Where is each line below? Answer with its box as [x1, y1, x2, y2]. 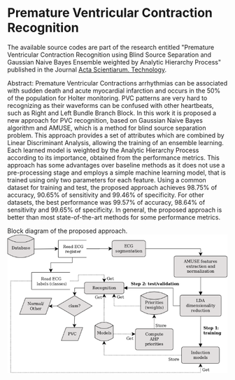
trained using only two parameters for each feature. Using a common [7, 175, 206, 184]
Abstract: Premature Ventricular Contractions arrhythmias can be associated [7, 79, 228, 87]
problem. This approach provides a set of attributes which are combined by [7, 131, 225, 140]
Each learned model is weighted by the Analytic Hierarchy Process [7, 146, 199, 154]
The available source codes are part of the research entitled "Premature [7, 43, 215, 51]
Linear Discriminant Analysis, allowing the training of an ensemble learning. [7, 138, 224, 147]
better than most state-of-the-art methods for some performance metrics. [7, 212, 221, 222]
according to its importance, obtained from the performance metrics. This [7, 153, 220, 162]
